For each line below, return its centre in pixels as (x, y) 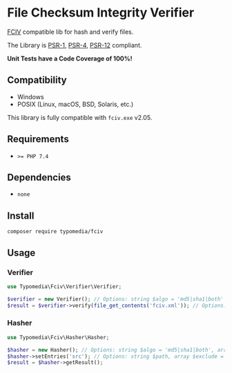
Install (21, 215)
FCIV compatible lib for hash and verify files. (70, 32)
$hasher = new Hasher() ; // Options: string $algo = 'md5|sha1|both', (111, 350)
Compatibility (37, 80)
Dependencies (39, 177)
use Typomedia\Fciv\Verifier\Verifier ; (65, 286)
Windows (30, 97)
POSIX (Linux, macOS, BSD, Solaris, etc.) (75, 104)
